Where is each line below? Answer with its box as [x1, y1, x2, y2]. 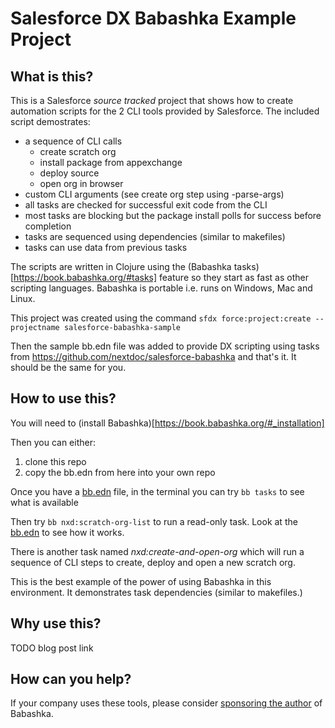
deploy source [39, 167, 100, 179]
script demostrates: [10, 116, 91, 127]
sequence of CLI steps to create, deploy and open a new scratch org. [10, 556, 296, 568]
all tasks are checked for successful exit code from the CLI [24, 199, 268, 211]
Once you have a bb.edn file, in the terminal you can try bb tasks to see [10, 485, 305, 497]
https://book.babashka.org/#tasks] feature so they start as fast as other [13, 272, 309, 283]
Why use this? [10, 615, 102, 632]
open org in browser [39, 178, 124, 189]
